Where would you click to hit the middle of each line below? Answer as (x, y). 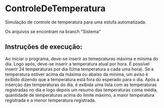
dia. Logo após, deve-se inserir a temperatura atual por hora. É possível (77, 64)
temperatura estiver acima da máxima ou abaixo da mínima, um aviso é (77, 74)
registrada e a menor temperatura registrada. (51, 100)
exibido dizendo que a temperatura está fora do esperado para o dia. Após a (82, 79)
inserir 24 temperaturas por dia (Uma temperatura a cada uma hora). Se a (80, 69)
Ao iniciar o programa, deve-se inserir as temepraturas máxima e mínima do (82, 59)
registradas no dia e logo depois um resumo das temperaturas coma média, (82, 90)
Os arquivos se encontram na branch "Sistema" (53, 31)
